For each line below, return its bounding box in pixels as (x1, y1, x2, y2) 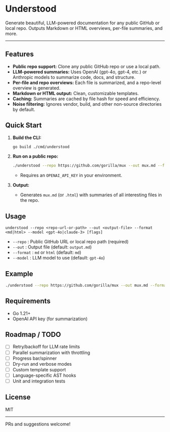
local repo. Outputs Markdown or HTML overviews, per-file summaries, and (5, 25, 163, 31)
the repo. (20, 197, 39, 203)
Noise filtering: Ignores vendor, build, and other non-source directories (12, 101, 162, 107)
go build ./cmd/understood (12, 144, 70, 149)
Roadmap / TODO (5, 330, 61, 339)
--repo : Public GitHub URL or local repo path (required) (12, 239, 129, 245)
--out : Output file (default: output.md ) (12, 244, 92, 250)
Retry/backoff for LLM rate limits (12, 343, 80, 350)
